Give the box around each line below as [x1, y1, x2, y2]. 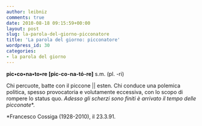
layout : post [6, 25, 39, 32]
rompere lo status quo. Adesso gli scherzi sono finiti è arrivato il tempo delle [6, 95, 197, 102]
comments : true [6, 14, 45, 20]
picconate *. [6, 101, 35, 109]
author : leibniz [6, 8, 47, 15]
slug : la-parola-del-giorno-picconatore [6, 31, 110, 37]
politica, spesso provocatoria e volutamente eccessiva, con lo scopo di [6, 88, 183, 95]
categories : [6, 48, 36, 54]
